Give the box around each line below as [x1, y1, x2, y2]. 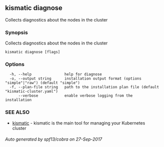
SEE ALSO [5, 109, 30, 116]
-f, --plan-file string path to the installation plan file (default [9, 85, 160, 90]
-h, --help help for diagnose [9, 72, 102, 77]
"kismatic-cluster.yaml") [5, 89, 58, 94]
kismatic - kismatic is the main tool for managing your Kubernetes [12, 120, 145, 126]
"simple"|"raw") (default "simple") [5, 81, 80, 85]
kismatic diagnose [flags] [5, 50, 60, 55]
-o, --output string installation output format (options [9, 76, 141, 81]
